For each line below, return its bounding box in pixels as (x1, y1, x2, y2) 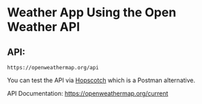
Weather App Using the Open (7, 5, 177, 20)
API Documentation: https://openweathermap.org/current (7, 90, 169, 97)
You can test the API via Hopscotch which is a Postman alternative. (7, 76, 196, 84)
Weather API (7, 19, 81, 35)
